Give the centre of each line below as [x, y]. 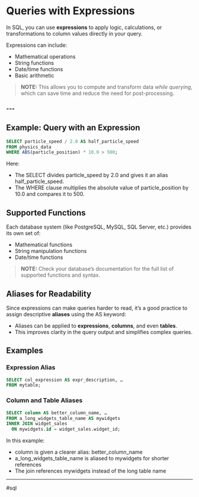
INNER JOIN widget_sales [37, 424]
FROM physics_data [29, 147]
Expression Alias [31, 367]
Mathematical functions [44, 245]
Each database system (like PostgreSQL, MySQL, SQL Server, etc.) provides [99, 227]
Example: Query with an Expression [73, 128]
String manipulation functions [51, 251]
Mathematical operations [45, 56]
